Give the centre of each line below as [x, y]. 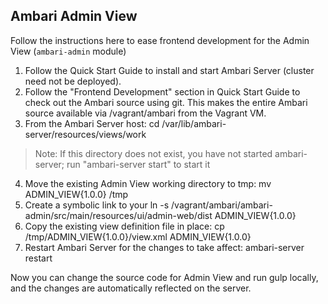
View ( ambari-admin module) [68, 51]
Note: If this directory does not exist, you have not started [153, 153]
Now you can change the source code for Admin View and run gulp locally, [164, 277]
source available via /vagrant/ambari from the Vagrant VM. [145, 113]
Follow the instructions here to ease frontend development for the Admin [160, 40]
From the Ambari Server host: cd [92, 123]
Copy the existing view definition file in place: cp [124, 226]
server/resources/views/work [85, 134]
